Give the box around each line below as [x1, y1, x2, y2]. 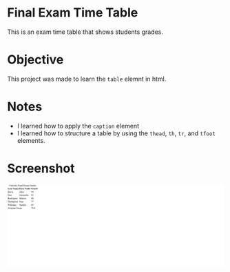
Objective [7, 52, 64, 68]
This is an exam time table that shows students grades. [7, 28, 164, 36]
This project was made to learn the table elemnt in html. [7, 75, 167, 83]
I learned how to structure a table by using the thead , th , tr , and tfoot [17, 129, 216, 137]
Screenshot [7, 161, 75, 176]
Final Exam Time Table [7, 5, 138, 21]
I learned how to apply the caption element [17, 122, 140, 130]
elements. [17, 136, 46, 144]
